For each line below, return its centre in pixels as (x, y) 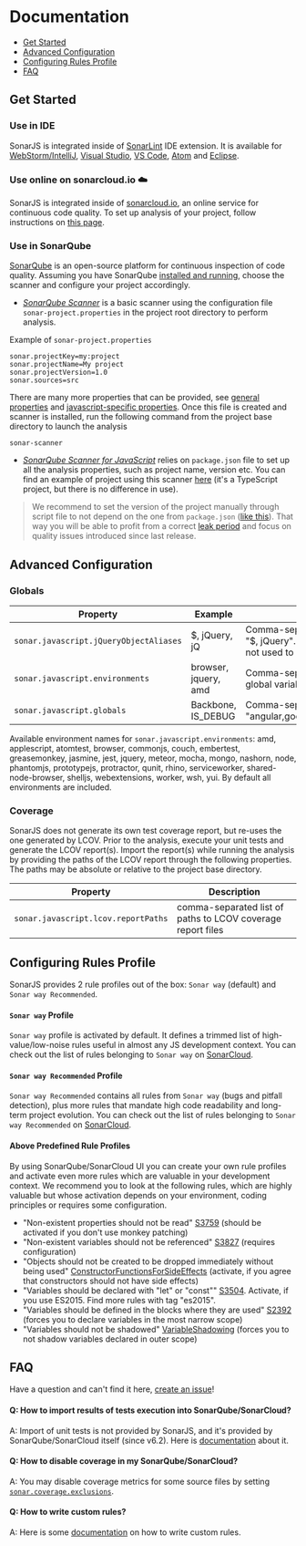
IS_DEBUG (213, 716)
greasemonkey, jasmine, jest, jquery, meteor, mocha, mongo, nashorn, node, (153, 758)
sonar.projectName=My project (67, 365)
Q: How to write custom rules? (68, 1512)
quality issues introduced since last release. (114, 536)
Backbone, (214, 704)
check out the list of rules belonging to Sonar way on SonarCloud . (131, 1054)
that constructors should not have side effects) (110, 1281)
